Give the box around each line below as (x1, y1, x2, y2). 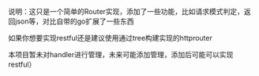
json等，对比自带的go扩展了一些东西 (14, 16, 134, 26)
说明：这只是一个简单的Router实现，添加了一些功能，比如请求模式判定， (8, 7, 245, 16)
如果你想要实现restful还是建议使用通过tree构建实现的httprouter (8, 34, 213, 42)
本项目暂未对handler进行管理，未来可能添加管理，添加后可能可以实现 (8, 50, 234, 59)
